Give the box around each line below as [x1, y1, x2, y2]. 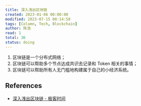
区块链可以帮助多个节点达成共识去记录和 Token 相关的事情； [12, 60, 138, 66]
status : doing [5, 40, 35, 45]
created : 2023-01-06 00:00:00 [5, 12, 69, 17]
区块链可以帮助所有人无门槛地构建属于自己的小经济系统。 [12, 66, 131, 72]
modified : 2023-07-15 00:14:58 [5, 16, 71, 21]
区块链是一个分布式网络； [12, 54, 66, 60]
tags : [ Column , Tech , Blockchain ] [5, 21, 78, 26]
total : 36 [5, 35, 26, 40]
